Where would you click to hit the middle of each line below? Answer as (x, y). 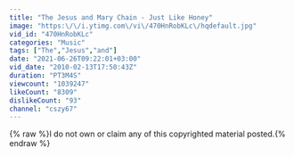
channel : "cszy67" (43, 109)
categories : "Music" (48, 42)
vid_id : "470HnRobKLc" (51, 34)
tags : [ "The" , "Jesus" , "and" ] (63, 51)
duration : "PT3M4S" (45, 76)
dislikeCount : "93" (45, 100)
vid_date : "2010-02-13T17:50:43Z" (73, 68)
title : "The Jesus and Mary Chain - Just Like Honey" (111, 17)
